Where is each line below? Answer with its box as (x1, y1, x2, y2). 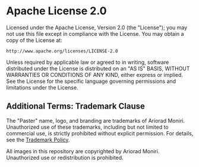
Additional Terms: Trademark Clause (6, 101, 146, 112)
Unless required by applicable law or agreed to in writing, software (6, 58, 169, 66)
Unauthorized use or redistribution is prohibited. (6, 154, 124, 161)
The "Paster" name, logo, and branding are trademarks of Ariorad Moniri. (6, 117, 185, 124)
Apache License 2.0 (6, 4, 107, 18)
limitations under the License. (6, 83, 78, 91)
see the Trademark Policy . (6, 136, 70, 143)
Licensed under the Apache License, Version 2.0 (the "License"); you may (6, 24, 188, 31)
